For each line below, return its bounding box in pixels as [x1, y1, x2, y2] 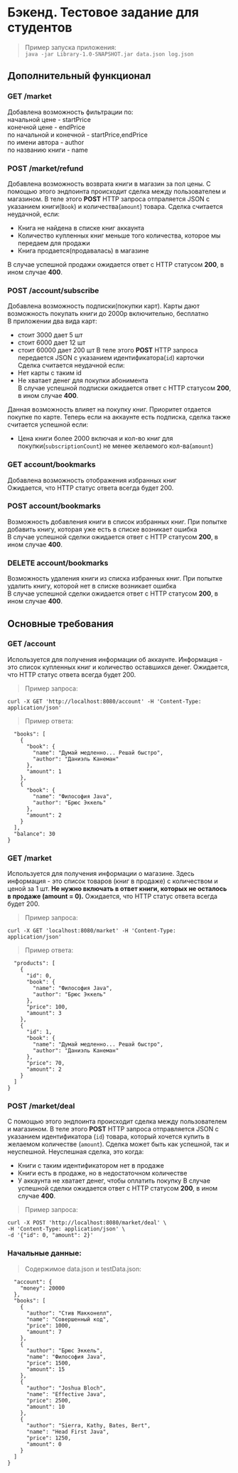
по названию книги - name [7, 146, 89, 154]
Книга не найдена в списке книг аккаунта [17, 223, 144, 232]
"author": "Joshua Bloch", [26, 1385, 107, 1392]
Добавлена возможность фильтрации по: [7, 108, 134, 116]
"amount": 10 [26, 1403, 65, 1410]
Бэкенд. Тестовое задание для [7, 4, 199, 21]
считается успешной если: [7, 420, 89, 429]
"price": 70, [26, 1060, 65, 1067]
